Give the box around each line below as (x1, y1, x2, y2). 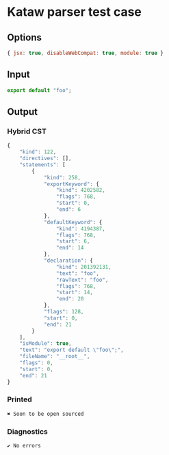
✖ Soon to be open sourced (7, 410, 84, 417)
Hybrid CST (7, 126, 47, 136)
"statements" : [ (19, 161, 66, 168)
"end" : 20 (55, 296, 84, 302)
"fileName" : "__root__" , (19, 353, 90, 360)
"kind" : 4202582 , (55, 187, 106, 194)
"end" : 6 (55, 206, 81, 213)
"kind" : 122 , (19, 148, 57, 155)
